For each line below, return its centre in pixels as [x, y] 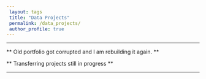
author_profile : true [36, 29]
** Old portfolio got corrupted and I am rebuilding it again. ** [83, 52]
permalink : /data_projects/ [45, 23]
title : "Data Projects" [39, 18]
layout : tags [26, 12]
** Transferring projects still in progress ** [60, 64]
